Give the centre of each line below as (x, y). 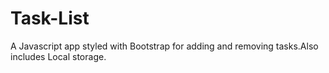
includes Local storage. (58, 56)
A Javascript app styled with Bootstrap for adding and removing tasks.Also (164, 46)
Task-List (50, 18)
